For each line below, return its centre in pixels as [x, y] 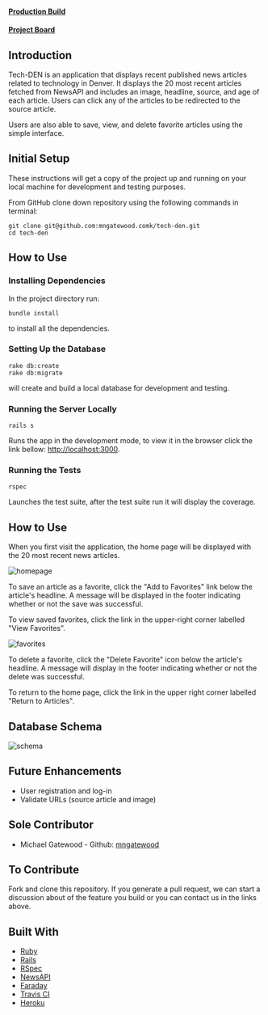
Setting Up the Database [57, 349]
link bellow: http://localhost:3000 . [64, 450]
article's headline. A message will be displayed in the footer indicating [124, 595]
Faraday [33, 986]
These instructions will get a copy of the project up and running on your [128, 178]
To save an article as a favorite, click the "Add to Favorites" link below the [130, 587]
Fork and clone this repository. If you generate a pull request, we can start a [134, 889]
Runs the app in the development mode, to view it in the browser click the [130, 441]
